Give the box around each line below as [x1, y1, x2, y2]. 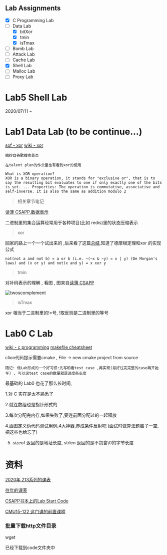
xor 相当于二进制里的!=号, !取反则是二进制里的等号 [5, 310, 109, 316]
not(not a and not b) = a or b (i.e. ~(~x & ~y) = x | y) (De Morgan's [5, 256, 157, 261]
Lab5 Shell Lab [5, 92, 67, 103]
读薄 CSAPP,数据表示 [5, 209, 49, 215]
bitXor [19, 29, 32, 35]
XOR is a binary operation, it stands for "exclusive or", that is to [5, 176, 155, 181]
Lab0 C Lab [5, 328, 53, 339]
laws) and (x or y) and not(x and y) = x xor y [5, 260, 106, 266]
